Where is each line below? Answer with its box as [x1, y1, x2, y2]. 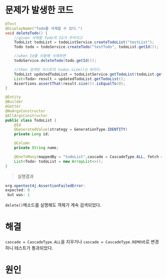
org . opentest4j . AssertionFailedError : [5, 183, 85, 188]
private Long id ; [14, 132, 50, 137]
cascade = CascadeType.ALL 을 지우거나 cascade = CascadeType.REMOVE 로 [5, 239, 150, 245]
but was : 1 [7, 192, 30, 197]
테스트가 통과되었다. [14, 245, 53, 251]
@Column [14, 140, 30, 146]
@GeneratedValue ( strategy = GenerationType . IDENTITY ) [14, 127, 128, 132]
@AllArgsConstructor [5, 113, 48, 118]
